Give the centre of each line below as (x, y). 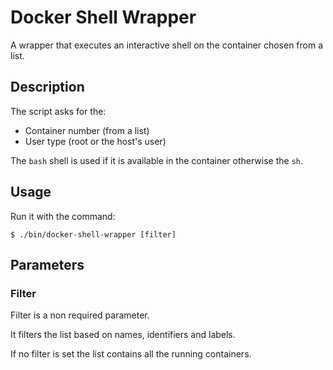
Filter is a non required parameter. (80, 315)
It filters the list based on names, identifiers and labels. (123, 335)
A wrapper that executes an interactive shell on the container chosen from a (167, 45)
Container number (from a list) (87, 130)
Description (47, 87)
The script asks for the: (58, 111)
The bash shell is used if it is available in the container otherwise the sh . (156, 160)
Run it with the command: (63, 216)
